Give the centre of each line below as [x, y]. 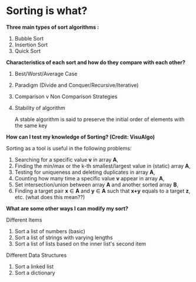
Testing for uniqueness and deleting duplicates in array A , [85, 172]
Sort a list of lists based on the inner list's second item [80, 244]
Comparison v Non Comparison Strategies [66, 96]
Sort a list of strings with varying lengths [64, 237]
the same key [31, 125]
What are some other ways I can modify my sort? [67, 208]
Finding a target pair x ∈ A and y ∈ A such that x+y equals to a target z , [102, 191]
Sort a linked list [34, 266]
